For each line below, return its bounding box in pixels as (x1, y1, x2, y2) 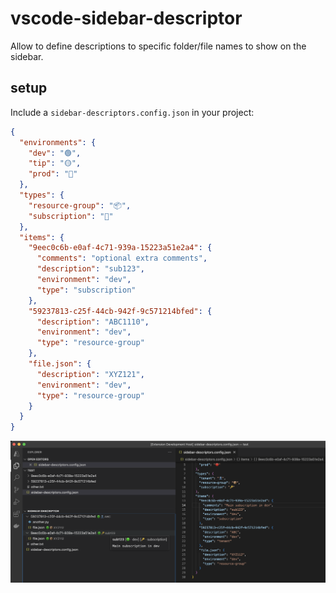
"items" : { (19, 232, 65, 242)
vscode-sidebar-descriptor (10, 7, 243, 30)
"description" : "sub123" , (36, 264, 145, 274)
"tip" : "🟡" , (28, 158, 82, 169)
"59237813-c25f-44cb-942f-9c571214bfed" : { (28, 306, 213, 316)
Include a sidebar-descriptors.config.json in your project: (10, 106, 255, 118)
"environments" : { (19, 137, 97, 147)
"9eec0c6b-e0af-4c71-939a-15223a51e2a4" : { (28, 243, 213, 253)
